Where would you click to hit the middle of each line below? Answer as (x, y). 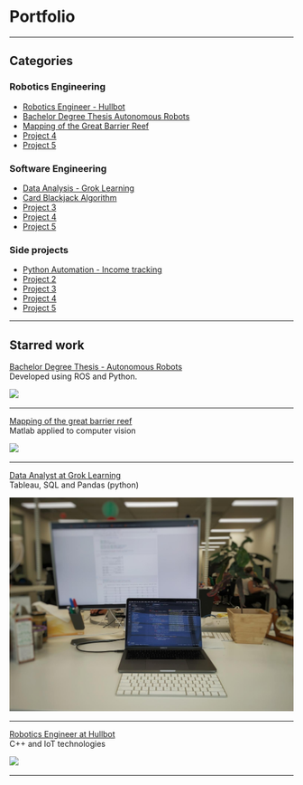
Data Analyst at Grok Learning (65, 476)
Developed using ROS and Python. (73, 376)
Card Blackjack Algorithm (69, 197)
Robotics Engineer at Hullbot (62, 733)
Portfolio (42, 17)
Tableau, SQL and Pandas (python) (74, 485)
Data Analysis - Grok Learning (78, 188)
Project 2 (39, 279)
